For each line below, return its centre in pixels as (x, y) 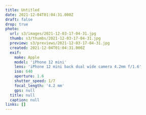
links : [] (16, 105)
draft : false (19, 19)
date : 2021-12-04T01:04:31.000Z (39, 15)
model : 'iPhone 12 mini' (41, 62)
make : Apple (27, 57)
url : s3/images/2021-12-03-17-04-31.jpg (53, 34)
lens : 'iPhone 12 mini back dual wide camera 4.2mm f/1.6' (78, 67)
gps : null (25, 90)
